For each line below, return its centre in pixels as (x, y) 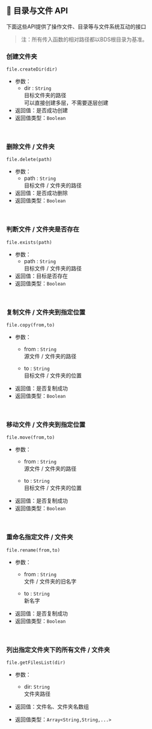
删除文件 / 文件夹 (31, 147)
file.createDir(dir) (32, 69)
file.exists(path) (29, 242)
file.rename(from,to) (33, 550)
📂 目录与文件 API (37, 11)
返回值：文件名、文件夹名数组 (52, 706)
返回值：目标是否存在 (41, 276)
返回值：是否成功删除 (41, 193)
